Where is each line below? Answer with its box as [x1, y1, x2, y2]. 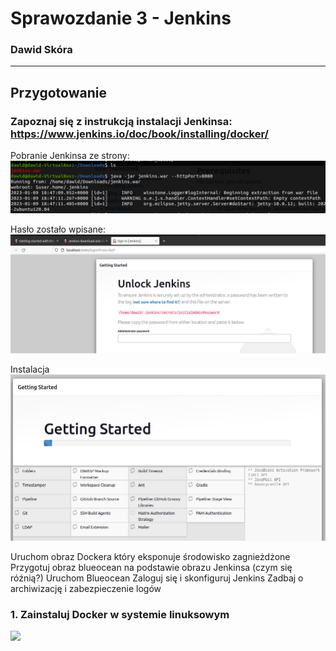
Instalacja [10, 363, 50, 375]
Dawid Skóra [10, 43, 73, 57]
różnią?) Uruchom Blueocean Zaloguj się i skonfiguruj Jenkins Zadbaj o [10, 572, 304, 584]
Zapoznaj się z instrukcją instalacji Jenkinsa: [10, 114, 233, 128]
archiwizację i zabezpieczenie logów [10, 582, 162, 594]
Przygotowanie [10, 84, 107, 101]
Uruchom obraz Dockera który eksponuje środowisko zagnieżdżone [10, 550, 291, 562]
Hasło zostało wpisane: [10, 223, 107, 235]
